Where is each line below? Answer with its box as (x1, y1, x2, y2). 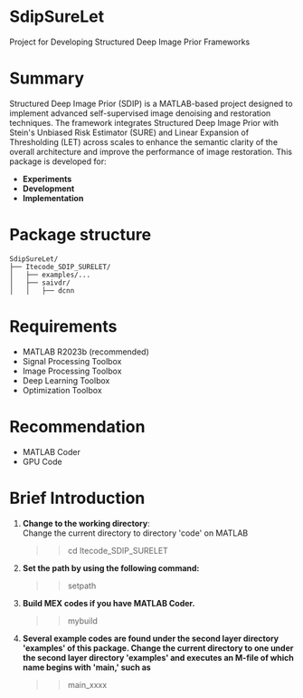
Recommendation (9, 416, 146, 437)
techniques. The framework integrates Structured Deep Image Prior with (9, 117, 279, 128)
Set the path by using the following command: (22, 562, 200, 573)
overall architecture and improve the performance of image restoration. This (9, 146, 292, 157)
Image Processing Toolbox (22, 365, 122, 376)
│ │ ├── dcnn (9, 286, 75, 296)
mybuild (67, 615, 98, 626)
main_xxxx (67, 679, 108, 690)
